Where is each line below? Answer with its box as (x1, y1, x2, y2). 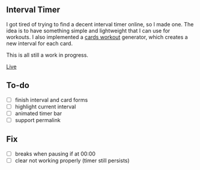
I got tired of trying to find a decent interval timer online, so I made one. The (6, 20, 194, 28)
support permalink (14, 116, 61, 123)
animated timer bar (14, 110, 62, 117)
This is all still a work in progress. (6, 51, 89, 59)
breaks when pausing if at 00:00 (14, 150, 96, 157)
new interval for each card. (6, 40, 73, 47)
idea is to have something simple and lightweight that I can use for (6, 27, 171, 34)
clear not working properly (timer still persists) (14, 157, 130, 164)
